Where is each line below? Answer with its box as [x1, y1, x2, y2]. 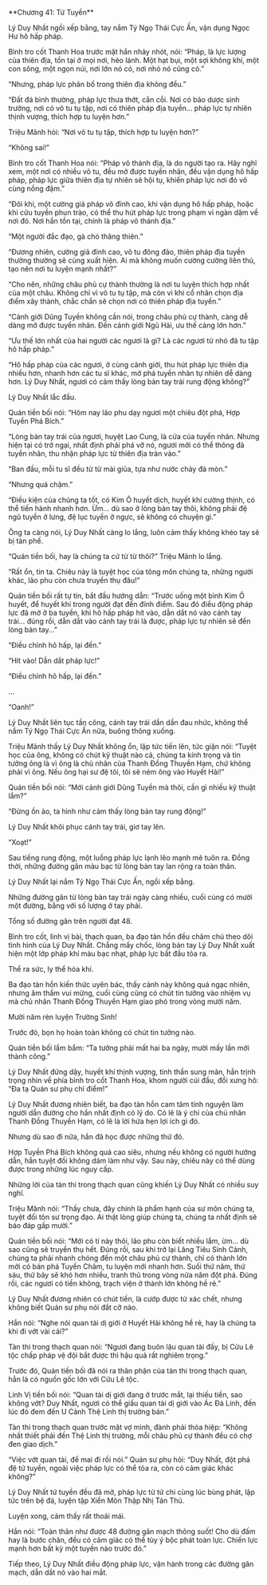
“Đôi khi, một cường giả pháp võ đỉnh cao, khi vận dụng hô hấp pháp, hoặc [8, 200, 254, 208]
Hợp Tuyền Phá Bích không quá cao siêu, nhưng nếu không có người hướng [8, 1147, 257, 1157]
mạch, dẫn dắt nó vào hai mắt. [8, 1567, 108, 1577]
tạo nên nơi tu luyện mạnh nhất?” [8, 264, 117, 273]
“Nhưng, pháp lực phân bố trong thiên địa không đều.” [8, 80, 187, 89]
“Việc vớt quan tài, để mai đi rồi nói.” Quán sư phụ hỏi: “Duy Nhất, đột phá [8, 1455, 251, 1464]
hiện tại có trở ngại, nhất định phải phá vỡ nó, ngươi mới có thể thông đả [8, 440, 245, 450]
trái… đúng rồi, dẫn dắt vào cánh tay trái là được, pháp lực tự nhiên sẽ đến [8, 616, 251, 626]
